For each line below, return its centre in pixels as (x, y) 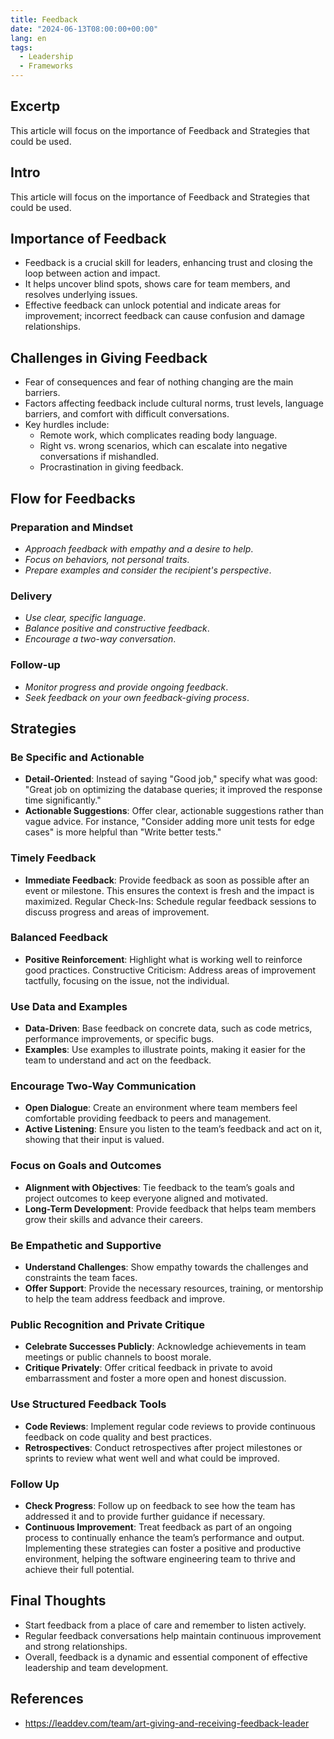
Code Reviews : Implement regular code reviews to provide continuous (170, 1426)
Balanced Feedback (59, 938)
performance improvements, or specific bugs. (119, 1039)
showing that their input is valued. (94, 1140)
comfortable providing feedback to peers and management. (148, 1118)
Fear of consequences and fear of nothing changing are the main (159, 382)
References (47, 1699)
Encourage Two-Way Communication (103, 1086)
